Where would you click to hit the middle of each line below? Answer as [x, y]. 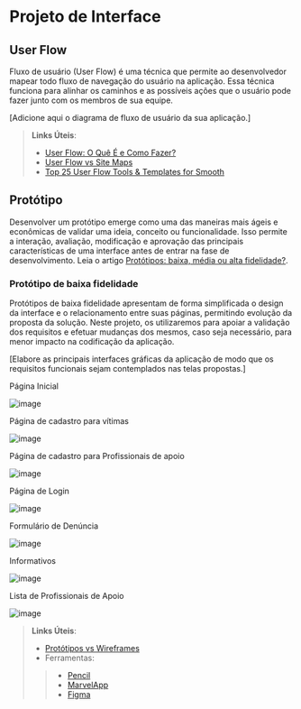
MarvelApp [88, 685]
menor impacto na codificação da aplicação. [92, 342]
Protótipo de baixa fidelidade [74, 283]
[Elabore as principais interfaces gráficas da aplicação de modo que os [141, 359]
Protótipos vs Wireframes [92, 649]
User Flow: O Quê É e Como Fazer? [110, 152]
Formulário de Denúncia [54, 526]
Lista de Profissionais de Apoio [67, 596]
